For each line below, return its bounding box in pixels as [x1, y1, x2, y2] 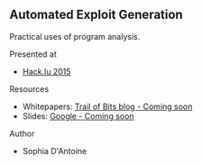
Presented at [9, 49, 57, 60]
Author [9, 128, 35, 139]
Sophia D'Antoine [22, 145, 87, 156]
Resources [9, 83, 50, 94]
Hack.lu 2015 [22, 66, 71, 77]
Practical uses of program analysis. [9, 31, 141, 41]
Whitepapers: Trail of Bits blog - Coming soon [22, 101, 193, 112]
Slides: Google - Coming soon [22, 110, 134, 121]
